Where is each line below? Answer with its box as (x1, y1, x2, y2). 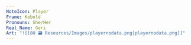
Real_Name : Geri (6, 25, 46, 31)
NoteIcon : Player (6, 8, 49, 15)
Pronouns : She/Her (6, 19, 51, 25)
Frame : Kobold (6, 14, 41, 20)
